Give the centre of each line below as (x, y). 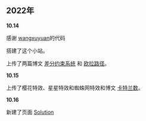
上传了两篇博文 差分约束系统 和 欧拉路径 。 (58, 63)
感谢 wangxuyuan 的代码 (36, 38)
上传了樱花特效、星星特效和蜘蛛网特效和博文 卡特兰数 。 (75, 87)
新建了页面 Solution (30, 112)
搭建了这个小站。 (27, 50)
